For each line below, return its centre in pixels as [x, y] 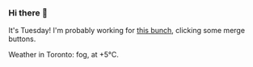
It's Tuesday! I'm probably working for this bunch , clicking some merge [126, 31]
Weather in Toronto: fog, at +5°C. [64, 55]
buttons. [22, 39]
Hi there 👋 [28, 13]
